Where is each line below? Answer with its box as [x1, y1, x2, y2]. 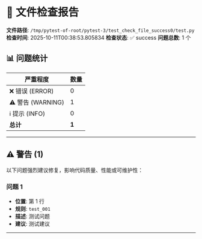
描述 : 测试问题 [14, 213, 50, 220]
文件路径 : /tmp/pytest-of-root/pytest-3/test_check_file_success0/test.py [6, 26, 195, 34]
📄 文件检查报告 [6, 5, 79, 19]
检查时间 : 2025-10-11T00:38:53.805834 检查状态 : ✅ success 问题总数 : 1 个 [6, 34, 191, 41]
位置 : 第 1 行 [14, 198, 45, 205]
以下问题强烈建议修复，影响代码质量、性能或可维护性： [6, 166, 143, 174]
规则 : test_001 [14, 205, 51, 212]
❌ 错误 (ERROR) [9, 86, 54, 95]
